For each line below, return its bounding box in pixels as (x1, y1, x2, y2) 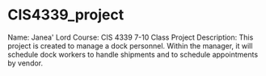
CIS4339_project (7, 6, 125, 24)
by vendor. (7, 58, 44, 68)
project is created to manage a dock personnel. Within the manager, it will (7, 40, 253, 50)
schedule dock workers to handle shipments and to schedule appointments (7, 49, 259, 59)
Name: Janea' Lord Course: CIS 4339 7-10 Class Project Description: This (7, 32, 254, 42)
